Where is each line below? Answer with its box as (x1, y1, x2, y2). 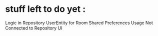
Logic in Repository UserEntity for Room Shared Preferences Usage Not (5, 20, 153, 26)
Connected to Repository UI (5, 25, 62, 31)
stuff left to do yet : (5, 3, 86, 15)
